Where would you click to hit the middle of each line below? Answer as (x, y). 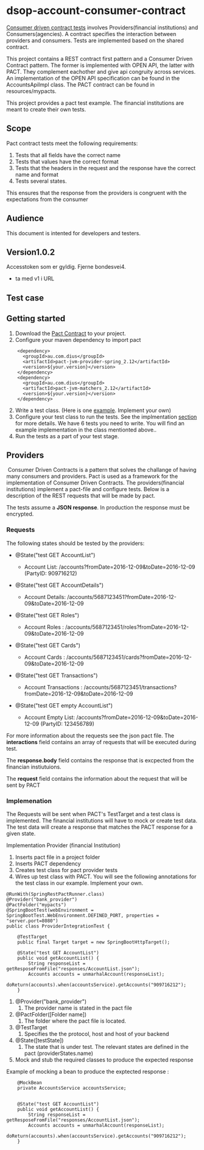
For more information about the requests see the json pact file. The (90, 736)
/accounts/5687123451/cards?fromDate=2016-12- (129, 657)
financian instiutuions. (34, 767)
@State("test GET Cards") (48, 645)
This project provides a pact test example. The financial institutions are (95, 103)
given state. (21, 833)
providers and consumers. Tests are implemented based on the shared (95, 40)
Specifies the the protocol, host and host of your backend (97, 1034)
